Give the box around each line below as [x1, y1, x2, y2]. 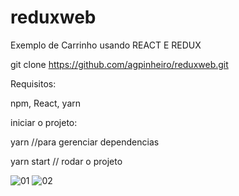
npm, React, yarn [10, 97, 82, 109]
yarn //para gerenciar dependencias [10, 136, 160, 148]
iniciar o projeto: [10, 116, 78, 128]
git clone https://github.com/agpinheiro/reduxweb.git [10, 58, 229, 70]
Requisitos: [10, 77, 57, 90]
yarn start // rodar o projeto [10, 155, 123, 167]
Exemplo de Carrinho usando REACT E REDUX [10, 39, 202, 51]
